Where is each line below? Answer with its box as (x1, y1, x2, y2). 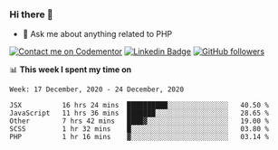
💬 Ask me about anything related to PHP (22, 29, 173, 40)
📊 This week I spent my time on (9, 64, 132, 75)
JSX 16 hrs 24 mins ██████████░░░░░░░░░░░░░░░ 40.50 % (9, 101, 270, 110)
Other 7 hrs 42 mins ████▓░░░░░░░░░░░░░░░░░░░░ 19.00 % (9, 117, 270, 126)
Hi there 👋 (9, 8, 54, 21)
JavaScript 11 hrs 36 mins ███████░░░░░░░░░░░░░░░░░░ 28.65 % (9, 108, 270, 118)
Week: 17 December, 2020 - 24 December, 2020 (9, 85, 184, 94)
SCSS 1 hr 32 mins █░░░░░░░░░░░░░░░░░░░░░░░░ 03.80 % (9, 125, 270, 134)
